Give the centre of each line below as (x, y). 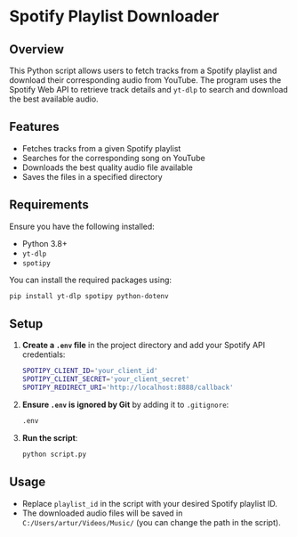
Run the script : (50, 437)
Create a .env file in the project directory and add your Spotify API (143, 346)
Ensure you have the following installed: (82, 226)
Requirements (49, 205)
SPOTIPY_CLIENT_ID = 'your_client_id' (90, 371)
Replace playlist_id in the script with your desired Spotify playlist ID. (149, 503)
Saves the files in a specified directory (92, 176)
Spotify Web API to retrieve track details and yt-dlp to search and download (149, 89)
